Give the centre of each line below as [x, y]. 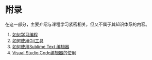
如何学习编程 [25, 34]
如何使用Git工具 [28, 40]
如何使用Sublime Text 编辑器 [41, 46]
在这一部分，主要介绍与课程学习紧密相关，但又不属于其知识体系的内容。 [77, 24]
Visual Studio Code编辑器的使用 [44, 52]
